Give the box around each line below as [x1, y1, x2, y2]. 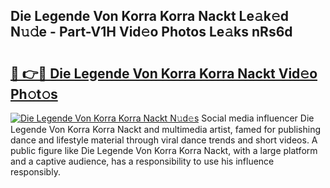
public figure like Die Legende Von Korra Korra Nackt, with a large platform [10, 145, 318, 156]
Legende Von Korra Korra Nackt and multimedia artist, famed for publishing [10, 124, 321, 135]
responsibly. [10, 166, 61, 178]
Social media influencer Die [201, 112, 315, 124]
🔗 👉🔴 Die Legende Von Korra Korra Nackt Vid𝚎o [10, 65, 318, 82]
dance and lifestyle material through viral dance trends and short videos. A [10, 134, 318, 146]
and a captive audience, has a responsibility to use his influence [10, 155, 275, 167]
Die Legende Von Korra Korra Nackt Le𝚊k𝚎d [10, 8, 290, 25]
